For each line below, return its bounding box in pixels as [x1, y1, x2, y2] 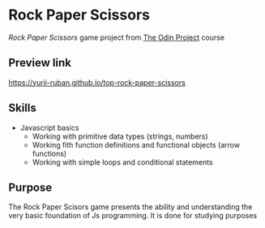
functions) [32, 148, 67, 158]
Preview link [8, 56, 71, 70]
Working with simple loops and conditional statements [32, 157, 213, 167]
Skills [8, 101, 36, 115]
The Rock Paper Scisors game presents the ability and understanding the [8, 202, 253, 212]
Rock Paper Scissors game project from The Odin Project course [8, 32, 225, 42]
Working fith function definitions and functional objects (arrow [32, 140, 241, 149]
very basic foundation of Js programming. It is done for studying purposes [8, 211, 258, 221]
